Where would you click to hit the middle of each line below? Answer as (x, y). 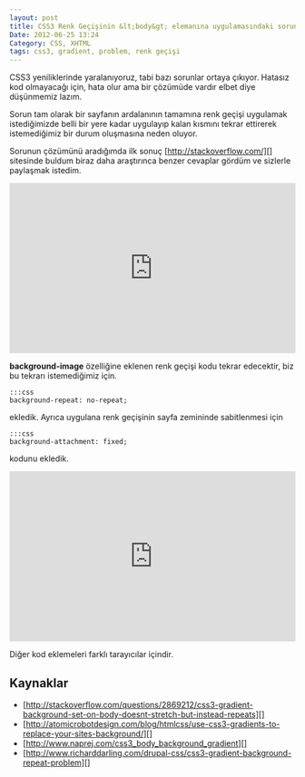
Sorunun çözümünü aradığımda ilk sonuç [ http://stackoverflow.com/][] (141, 152)
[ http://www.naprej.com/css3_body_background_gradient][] (135, 743)
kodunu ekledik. (39, 458)
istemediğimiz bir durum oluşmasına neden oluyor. (103, 133)
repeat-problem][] (56, 762)
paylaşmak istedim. (45, 171)
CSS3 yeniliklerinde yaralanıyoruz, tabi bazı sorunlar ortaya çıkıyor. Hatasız (149, 77)
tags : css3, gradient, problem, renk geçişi (95, 52)
